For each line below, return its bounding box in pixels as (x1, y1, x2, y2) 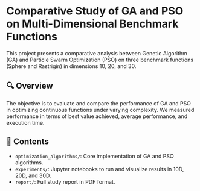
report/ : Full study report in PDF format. (15, 178, 115, 185)
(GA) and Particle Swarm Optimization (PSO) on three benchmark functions (6, 56, 194, 63)
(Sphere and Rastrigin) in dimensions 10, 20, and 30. (6, 62, 137, 70)
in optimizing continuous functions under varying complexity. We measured (6, 106, 195, 113)
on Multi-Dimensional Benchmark (6, 17, 179, 31)
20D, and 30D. (15, 172, 51, 179)
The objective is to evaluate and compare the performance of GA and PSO (6, 99, 192, 107)
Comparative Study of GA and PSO (6, 4, 184, 18)
